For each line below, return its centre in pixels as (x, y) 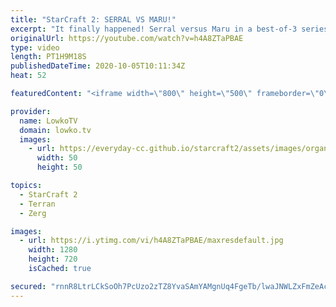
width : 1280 (53, 250)
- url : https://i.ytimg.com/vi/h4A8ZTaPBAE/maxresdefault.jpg (151, 241)
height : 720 (53, 259)
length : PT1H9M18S (48, 57)
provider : (31, 111)
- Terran (37, 204)
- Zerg (33, 213)
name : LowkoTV (48, 121)
